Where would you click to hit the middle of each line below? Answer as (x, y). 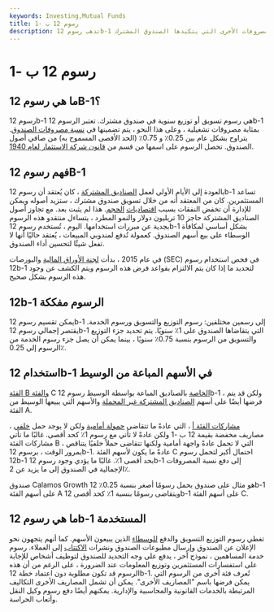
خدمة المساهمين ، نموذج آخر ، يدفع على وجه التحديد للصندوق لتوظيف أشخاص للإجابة (137, 556)
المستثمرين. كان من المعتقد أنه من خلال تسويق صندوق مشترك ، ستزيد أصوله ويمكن (136, 201)
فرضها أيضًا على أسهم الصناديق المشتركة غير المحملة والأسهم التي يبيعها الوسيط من (136, 401)
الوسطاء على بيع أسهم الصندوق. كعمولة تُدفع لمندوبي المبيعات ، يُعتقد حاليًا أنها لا (130, 235)
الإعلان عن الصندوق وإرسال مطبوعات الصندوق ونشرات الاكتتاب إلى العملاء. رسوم (133, 547)
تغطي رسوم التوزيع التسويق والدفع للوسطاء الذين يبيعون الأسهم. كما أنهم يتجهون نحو (137, 538)
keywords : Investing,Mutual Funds (68, 16)
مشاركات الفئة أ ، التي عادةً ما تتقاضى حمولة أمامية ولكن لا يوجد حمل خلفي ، (125, 425)
